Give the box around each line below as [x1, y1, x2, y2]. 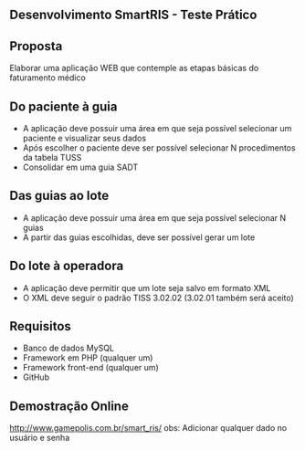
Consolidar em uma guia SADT [22, 162, 139, 173]
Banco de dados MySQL [22, 342, 115, 354]
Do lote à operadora [9, 258, 124, 274]
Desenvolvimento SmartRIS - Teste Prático [9, 7, 258, 23]
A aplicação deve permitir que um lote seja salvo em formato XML [22, 282, 271, 293]
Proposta [9, 38, 63, 54]
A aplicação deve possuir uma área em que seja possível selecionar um [22, 123, 292, 134]
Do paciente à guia [9, 99, 118, 114]
